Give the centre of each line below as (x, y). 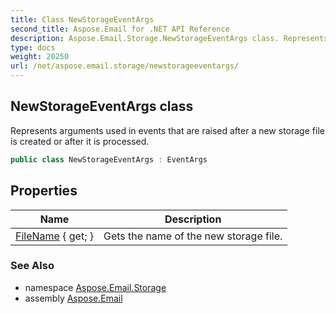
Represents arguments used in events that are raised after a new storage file (167, 130)
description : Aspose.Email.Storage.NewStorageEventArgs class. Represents (169, 38)
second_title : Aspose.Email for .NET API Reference (120, 29)
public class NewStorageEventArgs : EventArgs (109, 159)
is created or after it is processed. (80, 141)
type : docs (33, 47)
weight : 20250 (40, 57)
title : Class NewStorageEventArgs (82, 19)
